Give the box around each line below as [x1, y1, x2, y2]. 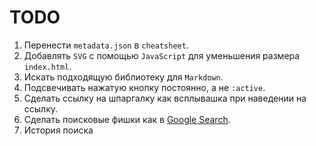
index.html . [23, 60, 72, 72]
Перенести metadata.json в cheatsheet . [23, 39, 189, 51]
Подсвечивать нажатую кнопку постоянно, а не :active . [23, 81, 266, 93]
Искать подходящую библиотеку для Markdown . [23, 71, 224, 83]
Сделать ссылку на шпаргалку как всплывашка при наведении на [23, 92, 307, 104]
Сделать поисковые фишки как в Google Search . [23, 113, 231, 125]
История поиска [23, 124, 94, 136]
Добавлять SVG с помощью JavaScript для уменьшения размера [23, 49, 301, 61]
